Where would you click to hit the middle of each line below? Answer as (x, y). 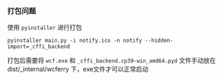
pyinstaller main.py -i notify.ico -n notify (74, 41)
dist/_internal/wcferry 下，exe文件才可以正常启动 (78, 69)
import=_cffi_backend (39, 47)
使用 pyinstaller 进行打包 (45, 27)
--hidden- (159, 41)
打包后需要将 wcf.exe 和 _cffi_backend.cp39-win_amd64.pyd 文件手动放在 (111, 61)
